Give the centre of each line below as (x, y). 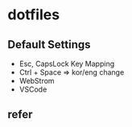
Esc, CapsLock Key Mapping (66, 63)
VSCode (33, 89)
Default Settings (49, 45)
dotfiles (34, 15)
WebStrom (37, 81)
